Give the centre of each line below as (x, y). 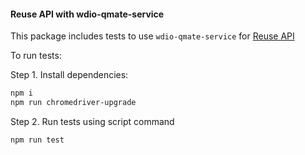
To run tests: (36, 56)
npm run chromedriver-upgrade (73, 103)
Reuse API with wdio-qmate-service (87, 14)
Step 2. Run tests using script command (92, 121)
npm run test (37, 140)
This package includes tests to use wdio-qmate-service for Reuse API (152, 36)
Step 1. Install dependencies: (69, 75)
